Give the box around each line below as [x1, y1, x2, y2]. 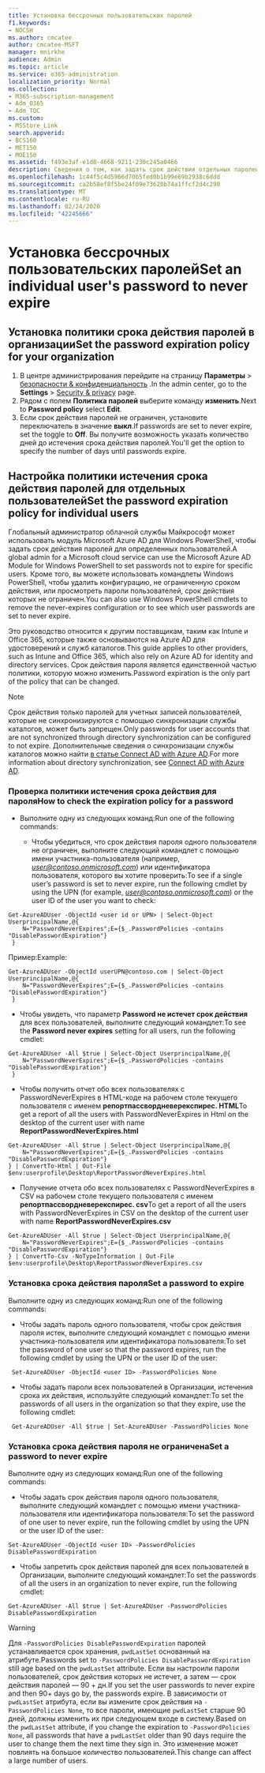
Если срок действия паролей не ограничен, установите [19, 413, 207, 422]
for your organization [8, 350, 114, 363]
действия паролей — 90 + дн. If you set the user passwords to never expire [8, 1680, 255, 1689]
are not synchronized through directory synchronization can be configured [8, 733, 251, 742]
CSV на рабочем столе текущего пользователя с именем [19, 1191, 214, 1201]
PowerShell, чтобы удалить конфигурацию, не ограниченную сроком [8, 578, 241, 587]
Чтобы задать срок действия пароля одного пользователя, [19, 1492, 219, 1501]
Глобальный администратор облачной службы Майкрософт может [8, 527, 235, 537]
